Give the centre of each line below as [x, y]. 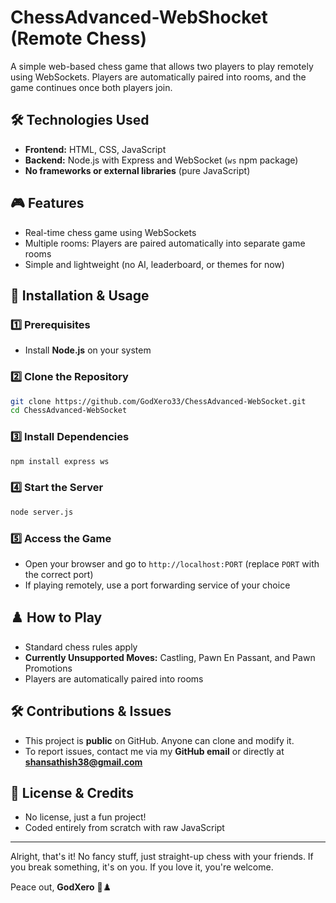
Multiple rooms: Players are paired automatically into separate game [165, 243]
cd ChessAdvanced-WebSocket [69, 411]
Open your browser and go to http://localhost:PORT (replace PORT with [172, 563]
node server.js [42, 512]
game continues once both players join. [91, 87]
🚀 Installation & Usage [80, 295]
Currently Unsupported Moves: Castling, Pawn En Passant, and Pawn [170, 657]
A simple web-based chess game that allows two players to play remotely [162, 66]
